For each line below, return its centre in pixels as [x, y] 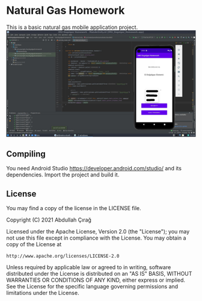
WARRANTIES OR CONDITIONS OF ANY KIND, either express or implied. [96, 280]
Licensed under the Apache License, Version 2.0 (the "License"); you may [98, 232]
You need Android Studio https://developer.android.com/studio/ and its [94, 169]
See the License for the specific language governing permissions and [92, 287]
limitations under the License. [43, 293]
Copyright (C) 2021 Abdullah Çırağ [49, 220]
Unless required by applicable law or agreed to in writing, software [89, 267]
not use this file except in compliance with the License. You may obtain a [96, 238]
